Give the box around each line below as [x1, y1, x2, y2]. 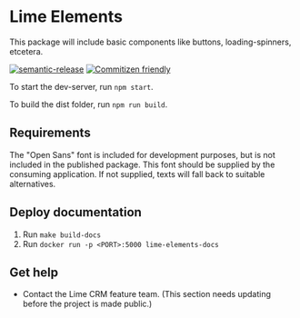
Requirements [9, 125, 91, 141]
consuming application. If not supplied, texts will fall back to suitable [9, 168, 265, 179]
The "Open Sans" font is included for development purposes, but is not [9, 149, 275, 160]
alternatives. [9, 178, 56, 189]
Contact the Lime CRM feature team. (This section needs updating [22, 289, 271, 300]
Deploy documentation [9, 204, 143, 220]
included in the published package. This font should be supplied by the [9, 159, 275, 170]
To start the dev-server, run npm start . [9, 81, 154, 92]
